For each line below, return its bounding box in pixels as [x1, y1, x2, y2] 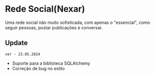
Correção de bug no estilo [12, 65, 65, 71]
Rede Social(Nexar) [5, 3, 85, 15]
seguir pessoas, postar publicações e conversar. [5, 24, 103, 30]
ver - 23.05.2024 [5, 52, 40, 57]
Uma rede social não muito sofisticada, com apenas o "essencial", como [5, 19, 150, 25]
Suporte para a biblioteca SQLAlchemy [12, 60, 90, 66]
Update [5, 39, 28, 47]
